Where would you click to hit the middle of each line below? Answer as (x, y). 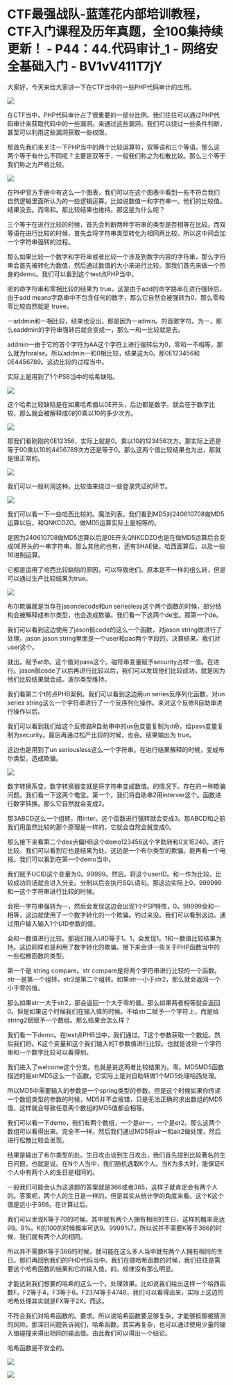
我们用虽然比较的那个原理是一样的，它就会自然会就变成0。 (91, 827)
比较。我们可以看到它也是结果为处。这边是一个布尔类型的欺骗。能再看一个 (113, 850)
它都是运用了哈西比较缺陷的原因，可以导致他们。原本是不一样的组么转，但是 (116, 569)
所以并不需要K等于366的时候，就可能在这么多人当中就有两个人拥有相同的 (112, 1251)
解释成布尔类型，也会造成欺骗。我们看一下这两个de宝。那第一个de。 (124, 615)
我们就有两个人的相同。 (53, 1236)
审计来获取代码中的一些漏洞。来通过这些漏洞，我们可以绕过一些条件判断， (119, 123)
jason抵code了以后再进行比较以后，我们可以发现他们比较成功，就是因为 (122, 670)
